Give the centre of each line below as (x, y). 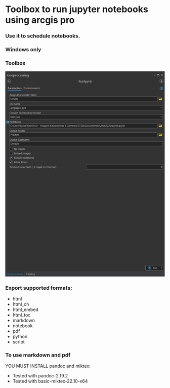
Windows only (23, 50)
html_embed (26, 309)
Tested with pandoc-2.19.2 (40, 376)
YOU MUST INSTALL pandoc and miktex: (48, 366)
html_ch (21, 304)
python (20, 337)
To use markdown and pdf (38, 355)
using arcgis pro (40, 20)
